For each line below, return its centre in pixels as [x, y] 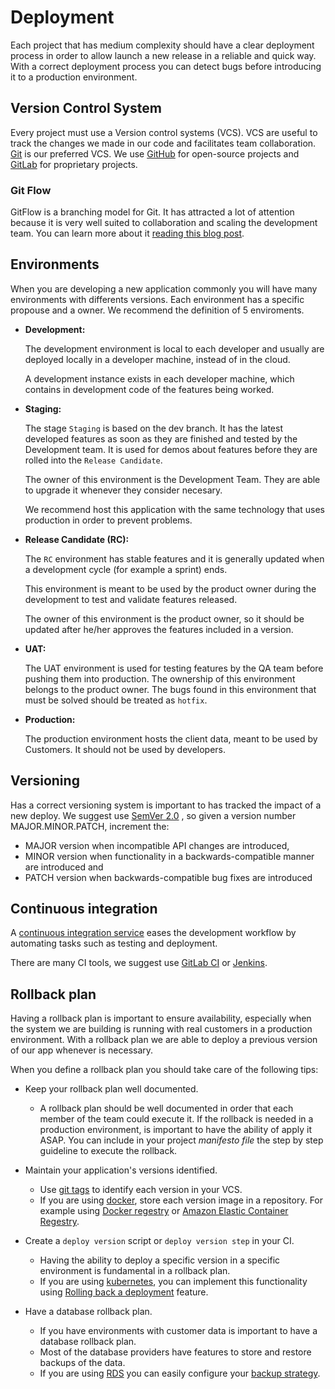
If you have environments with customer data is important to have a [178, 1331]
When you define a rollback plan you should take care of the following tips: [164, 1070]
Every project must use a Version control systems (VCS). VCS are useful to [164, 132]
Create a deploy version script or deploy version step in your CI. [159, 1241]
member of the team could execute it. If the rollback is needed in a [176, 1119]
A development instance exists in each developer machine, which [159, 378]
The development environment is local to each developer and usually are [174, 348]
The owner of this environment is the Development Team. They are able [172, 479]
